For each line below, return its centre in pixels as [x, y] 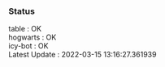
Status [22, 11]
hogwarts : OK [33, 37]
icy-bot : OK [28, 46]
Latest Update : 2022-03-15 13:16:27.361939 [82, 55]
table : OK [25, 29]
